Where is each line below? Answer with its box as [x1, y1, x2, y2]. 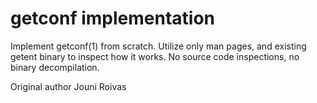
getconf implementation [10, 7, 216, 30]
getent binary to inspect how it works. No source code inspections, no [10, 50, 300, 62]
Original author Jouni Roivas [10, 80, 127, 92]
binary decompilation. [10, 61, 100, 73]
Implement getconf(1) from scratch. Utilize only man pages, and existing [10, 40, 307, 52]
